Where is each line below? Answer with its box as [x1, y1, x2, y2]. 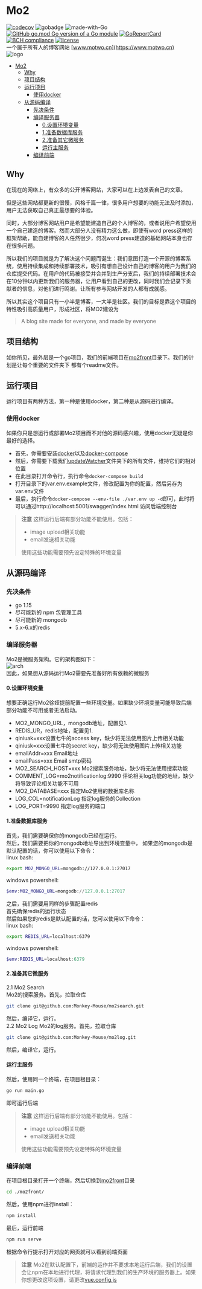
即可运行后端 [6, 1099, 38, 1106]
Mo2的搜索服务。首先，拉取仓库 [6, 990, 86, 998]
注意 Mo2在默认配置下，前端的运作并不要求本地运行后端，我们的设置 [21, 1261, 193, 1268]
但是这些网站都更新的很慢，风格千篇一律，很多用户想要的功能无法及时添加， [6, 199, 197, 206]
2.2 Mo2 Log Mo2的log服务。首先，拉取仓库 [6, 1022, 116, 1029]
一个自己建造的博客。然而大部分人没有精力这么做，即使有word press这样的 [6, 227, 193, 234]
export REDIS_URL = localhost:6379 [6, 933, 90, 940]
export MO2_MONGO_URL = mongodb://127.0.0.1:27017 [6, 865, 131, 872]
